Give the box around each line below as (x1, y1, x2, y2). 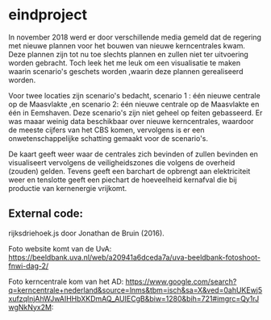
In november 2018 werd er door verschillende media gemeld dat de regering (8, 32, 262, 42)
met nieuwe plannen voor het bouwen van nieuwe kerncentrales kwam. (8, 40, 246, 50)
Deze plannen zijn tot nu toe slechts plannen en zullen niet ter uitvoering (8, 49, 248, 59)
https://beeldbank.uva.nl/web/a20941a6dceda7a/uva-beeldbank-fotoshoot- (8, 252, 261, 262)
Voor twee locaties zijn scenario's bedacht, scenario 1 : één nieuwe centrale (8, 90, 261, 100)
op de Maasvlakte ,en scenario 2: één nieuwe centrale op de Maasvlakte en (8, 99, 260, 109)
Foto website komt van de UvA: (8, 243, 112, 253)
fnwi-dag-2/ (8, 260, 49, 271)
